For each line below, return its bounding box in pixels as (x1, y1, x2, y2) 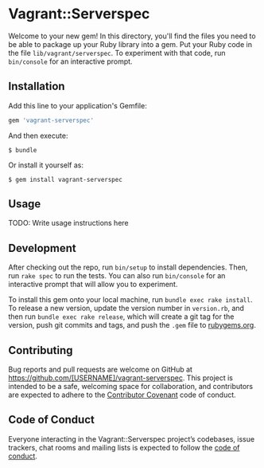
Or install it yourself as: (8, 160, 83, 170)
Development (8, 241, 77, 255)
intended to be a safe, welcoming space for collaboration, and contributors (8, 382, 253, 391)
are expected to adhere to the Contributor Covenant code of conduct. (8, 390, 236, 399)
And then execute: (8, 131, 68, 140)
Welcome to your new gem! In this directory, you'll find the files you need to (8, 31, 256, 41)
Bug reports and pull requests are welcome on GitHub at (8, 364, 193, 375)
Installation (8, 80, 65, 93)
